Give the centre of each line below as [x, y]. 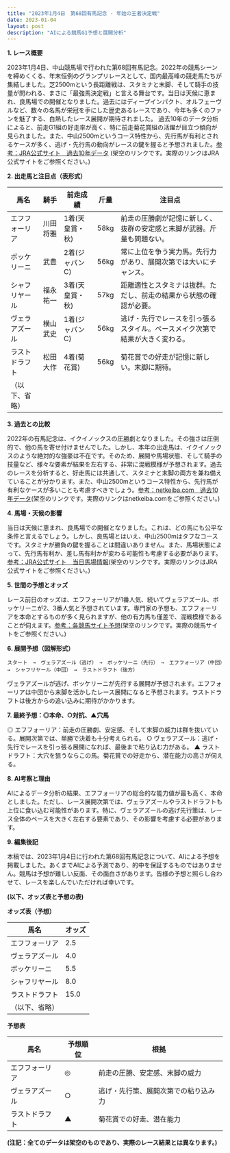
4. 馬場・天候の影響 [35, 513]
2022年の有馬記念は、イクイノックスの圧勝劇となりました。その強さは [107, 438]
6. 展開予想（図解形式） [41, 649]
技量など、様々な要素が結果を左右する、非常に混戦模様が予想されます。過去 [115, 464]
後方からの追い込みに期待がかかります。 [82, 701]
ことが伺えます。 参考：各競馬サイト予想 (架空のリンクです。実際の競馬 [107, 625]
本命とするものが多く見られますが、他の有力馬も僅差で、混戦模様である [120, 617]
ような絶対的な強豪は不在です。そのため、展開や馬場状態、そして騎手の [120, 456]
